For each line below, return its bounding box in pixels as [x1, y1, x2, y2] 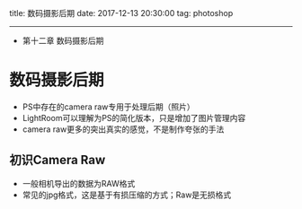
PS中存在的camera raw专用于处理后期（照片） [22, 101, 195, 112]
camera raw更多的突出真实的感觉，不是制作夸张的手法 [22, 124, 225, 135]
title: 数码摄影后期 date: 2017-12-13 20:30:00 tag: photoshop [9, 8, 234, 18]
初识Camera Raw [9, 152, 106, 168]
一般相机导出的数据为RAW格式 [22, 178, 136, 188]
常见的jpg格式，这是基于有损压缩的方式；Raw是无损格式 [22, 189, 232, 200]
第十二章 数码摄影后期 [22, 35, 104, 46]
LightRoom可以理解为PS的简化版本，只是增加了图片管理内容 [22, 112, 246, 123]
